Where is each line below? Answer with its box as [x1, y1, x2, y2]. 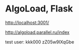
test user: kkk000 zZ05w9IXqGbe [5, 38, 75, 45]
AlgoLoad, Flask [5, 3, 73, 14]
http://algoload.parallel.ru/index [5, 29, 70, 35]
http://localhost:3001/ [5, 19, 50, 25]
